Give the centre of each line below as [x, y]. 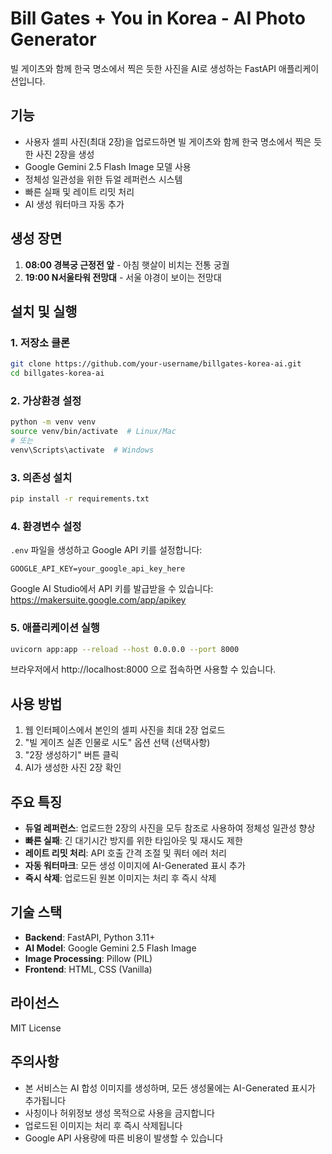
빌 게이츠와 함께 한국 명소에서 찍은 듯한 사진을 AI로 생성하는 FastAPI [143, 68]
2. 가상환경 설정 [46, 400]
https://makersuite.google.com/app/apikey [98, 600]
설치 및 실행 [44, 311]
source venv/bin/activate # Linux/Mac [93, 432]
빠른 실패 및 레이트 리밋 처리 [79, 191]
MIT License [36, 1028]
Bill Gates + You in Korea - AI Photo [158, 18]
